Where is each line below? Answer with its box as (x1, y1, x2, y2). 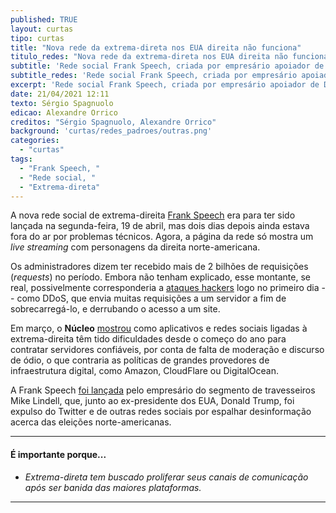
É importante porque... (10, 448, 107, 460)
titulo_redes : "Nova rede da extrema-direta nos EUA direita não (10, 52, 288, 62)
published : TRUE (10, 14, 78, 25)
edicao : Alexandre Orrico (10, 107, 118, 118)
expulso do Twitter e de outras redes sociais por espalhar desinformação (10, 406, 312, 418)
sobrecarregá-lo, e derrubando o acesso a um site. (10, 303, 221, 315)
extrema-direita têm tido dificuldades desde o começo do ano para (10, 333, 287, 345)
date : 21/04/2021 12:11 (10, 89, 110, 99)
